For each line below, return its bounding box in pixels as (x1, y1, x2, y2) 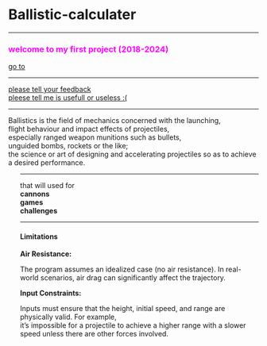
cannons (19, 189, 50, 199)
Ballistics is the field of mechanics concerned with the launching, (8, 116, 221, 125)
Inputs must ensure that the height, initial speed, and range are (19, 304, 226, 313)
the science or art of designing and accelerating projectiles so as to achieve (8, 149, 257, 160)
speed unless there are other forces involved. (19, 329, 169, 339)
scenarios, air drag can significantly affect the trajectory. (40, 273, 226, 283)
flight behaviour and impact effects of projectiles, (8, 125, 170, 134)
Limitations (19, 232, 58, 241)
